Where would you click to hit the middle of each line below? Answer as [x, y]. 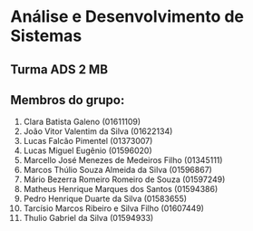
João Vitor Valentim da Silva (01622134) [98, 131]
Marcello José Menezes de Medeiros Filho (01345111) [123, 160]
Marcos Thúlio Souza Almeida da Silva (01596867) [117, 170]
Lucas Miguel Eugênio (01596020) [88, 150]
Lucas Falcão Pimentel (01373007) [88, 141]
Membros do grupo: [68, 100]
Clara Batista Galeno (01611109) [82, 122]
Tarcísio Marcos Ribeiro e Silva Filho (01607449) [114, 208]
